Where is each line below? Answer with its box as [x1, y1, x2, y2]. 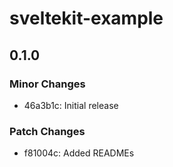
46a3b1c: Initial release [23, 99, 119, 111]
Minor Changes [9, 77, 86, 91]
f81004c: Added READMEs [23, 147, 135, 159]
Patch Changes [9, 124, 86, 138]
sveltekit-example [9, 7, 164, 30]
